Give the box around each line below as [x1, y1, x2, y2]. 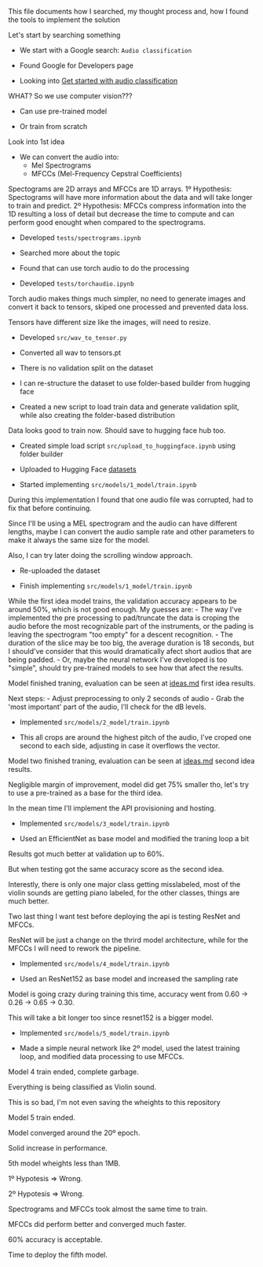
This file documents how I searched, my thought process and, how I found [8, 7, 249, 16]
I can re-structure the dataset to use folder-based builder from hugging [19, 379, 250, 388]
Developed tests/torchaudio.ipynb [19, 279, 135, 288]
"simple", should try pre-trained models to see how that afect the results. [8, 663, 244, 672]
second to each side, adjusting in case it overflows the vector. [19, 741, 221, 750]
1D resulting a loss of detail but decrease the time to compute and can [8, 209, 235, 219]
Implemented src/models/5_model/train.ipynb [19, 1029, 170, 1037]
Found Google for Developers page [19, 61, 133, 70]
